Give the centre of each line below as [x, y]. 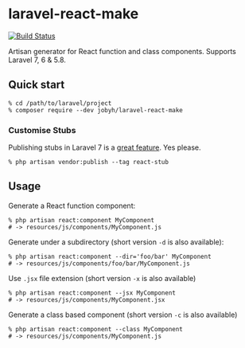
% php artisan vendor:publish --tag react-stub [89, 162]
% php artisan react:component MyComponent [82, 220]
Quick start [37, 85]
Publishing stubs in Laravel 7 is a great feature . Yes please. [105, 147]
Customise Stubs [42, 130]
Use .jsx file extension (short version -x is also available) [102, 278]
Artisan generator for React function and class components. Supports [122, 51]
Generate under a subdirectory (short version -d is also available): [116, 242]
